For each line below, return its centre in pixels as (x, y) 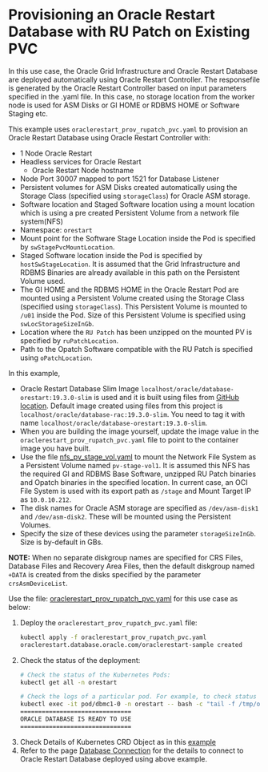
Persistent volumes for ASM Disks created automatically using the (128, 187)
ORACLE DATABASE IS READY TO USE (76, 719)
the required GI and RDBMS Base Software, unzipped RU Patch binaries (138, 474)
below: (19, 607)
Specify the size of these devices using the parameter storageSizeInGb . (138, 533)
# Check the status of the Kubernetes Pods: (95, 675)
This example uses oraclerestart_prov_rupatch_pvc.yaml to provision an (128, 129)
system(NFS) (42, 221)
